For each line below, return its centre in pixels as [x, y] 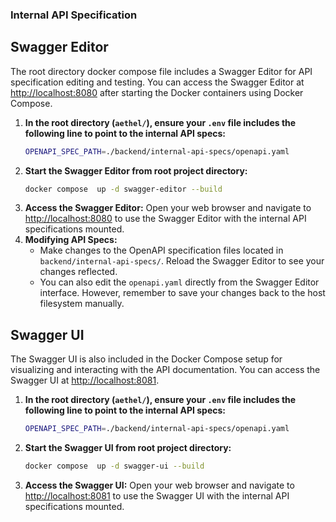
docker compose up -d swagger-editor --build [123, 189]
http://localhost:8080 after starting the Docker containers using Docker [157, 92]
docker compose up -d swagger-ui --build [114, 466]
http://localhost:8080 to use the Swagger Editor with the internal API [165, 219]
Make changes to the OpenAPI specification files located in [161, 250]
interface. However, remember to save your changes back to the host [182, 293]
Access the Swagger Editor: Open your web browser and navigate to [168, 208]
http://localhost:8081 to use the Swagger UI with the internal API [157, 496]
